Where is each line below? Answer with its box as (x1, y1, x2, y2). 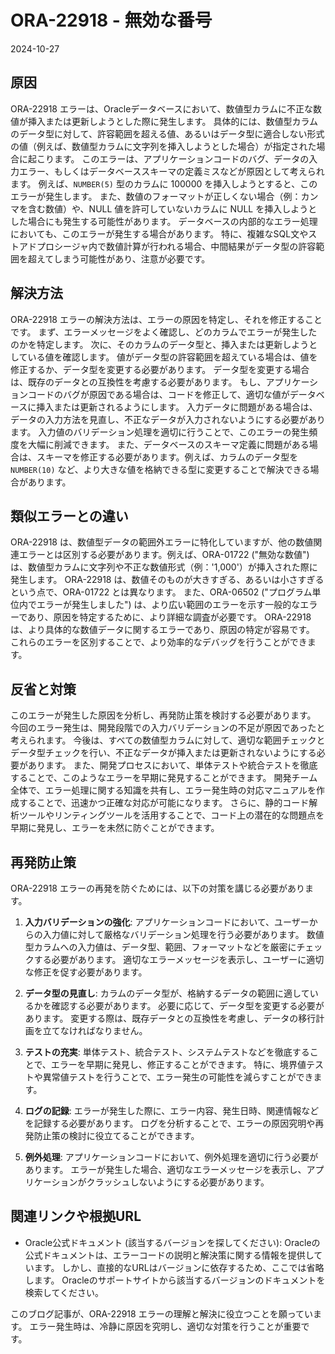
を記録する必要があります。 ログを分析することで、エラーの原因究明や (24, 1117, 316, 1129)
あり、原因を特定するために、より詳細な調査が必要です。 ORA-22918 (27, 611, 312, 623)
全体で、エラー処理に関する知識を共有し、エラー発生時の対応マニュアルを (10, 784, 317, 796)
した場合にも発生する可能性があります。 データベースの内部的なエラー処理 (10, 215, 318, 227)
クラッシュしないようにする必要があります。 (86, 1176, 270, 1188)
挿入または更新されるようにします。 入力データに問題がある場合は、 (36, 401, 318, 413)
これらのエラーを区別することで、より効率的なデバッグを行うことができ (10, 636, 308, 648)
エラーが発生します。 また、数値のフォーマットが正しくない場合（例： (10, 190, 302, 202)
